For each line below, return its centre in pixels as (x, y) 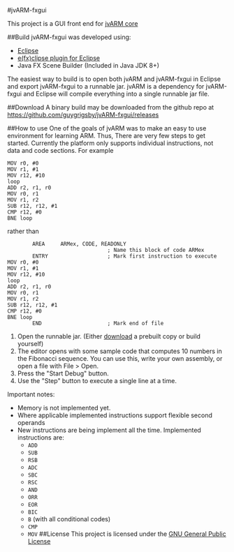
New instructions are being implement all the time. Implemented (109, 430)
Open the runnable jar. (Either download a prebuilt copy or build (109, 336)
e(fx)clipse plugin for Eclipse (58, 58)
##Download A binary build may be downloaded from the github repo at (111, 107)
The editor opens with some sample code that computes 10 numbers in (119, 351)
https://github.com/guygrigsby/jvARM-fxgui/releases (83, 115)
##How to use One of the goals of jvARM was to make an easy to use (107, 128)
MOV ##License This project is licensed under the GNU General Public (127, 534)
